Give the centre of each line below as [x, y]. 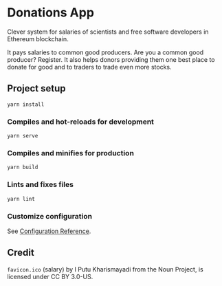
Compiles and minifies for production [70, 153]
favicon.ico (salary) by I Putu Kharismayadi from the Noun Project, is [106, 269]
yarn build [23, 167]
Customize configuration [50, 216]
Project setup [37, 88]
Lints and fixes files [41, 185]
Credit [21, 253]
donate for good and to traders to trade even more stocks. [89, 67]
